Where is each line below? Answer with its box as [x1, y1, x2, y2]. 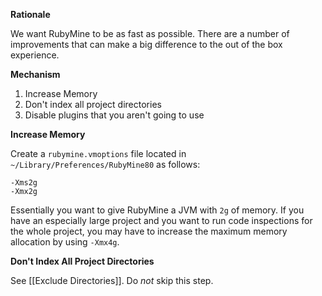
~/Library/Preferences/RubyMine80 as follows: [10, 159, 201, 170]
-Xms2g [10, 178, 38, 188]
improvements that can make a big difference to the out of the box [10, 39, 283, 50]
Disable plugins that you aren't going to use [24, 109, 205, 121]
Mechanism [10, 69, 61, 80]
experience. [10, 49, 60, 61]
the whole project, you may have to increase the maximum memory [10, 225, 288, 237]
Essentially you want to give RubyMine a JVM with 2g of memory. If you [10, 204, 305, 216]
